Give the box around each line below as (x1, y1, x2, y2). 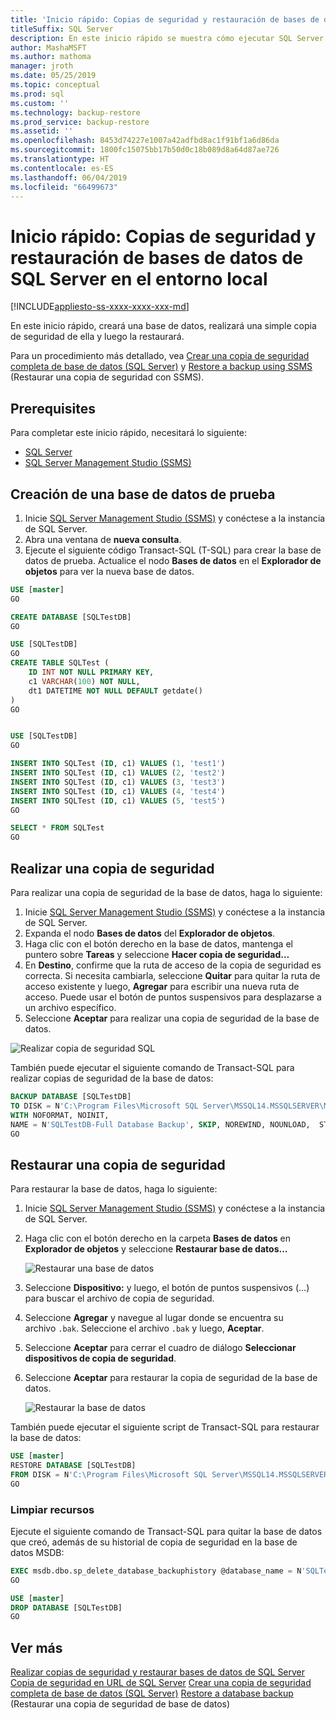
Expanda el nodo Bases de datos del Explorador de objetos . (24, 927, 276, 939)
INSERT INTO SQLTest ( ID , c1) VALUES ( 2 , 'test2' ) (10, 768, 226, 778)
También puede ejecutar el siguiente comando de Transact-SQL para (10, 1062, 295, 1073)
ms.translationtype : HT (10, 154, 110, 164)
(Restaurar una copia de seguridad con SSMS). (10, 371, 205, 383)
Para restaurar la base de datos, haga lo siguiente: (10, 1183, 218, 1195)
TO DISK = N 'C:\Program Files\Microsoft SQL (10, 1101, 199, 1111)
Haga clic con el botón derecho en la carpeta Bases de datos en (24, 1232, 291, 1245)
